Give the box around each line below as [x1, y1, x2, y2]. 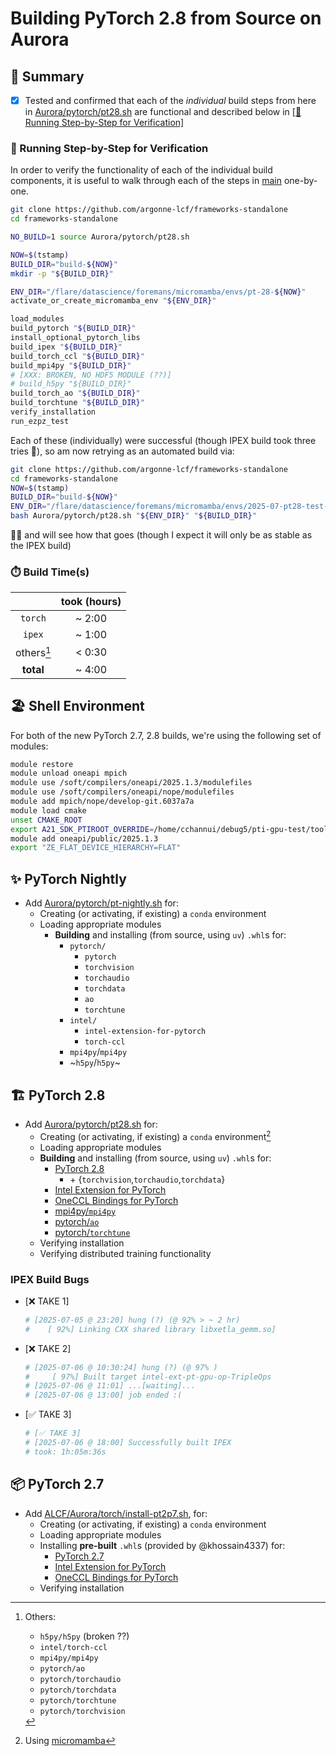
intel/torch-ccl [39, 1642, 108, 1652]
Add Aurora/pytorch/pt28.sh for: [24, 1118, 158, 1130]
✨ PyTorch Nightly [10, 870, 127, 887]
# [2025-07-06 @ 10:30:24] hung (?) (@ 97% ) [24, 1362, 218, 1372]
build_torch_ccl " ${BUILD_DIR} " [10, 351, 145, 361]
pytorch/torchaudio [39, 1674, 122, 1684]
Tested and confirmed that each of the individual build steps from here [24, 95, 317, 106]
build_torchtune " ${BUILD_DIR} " [10, 398, 145, 408]
